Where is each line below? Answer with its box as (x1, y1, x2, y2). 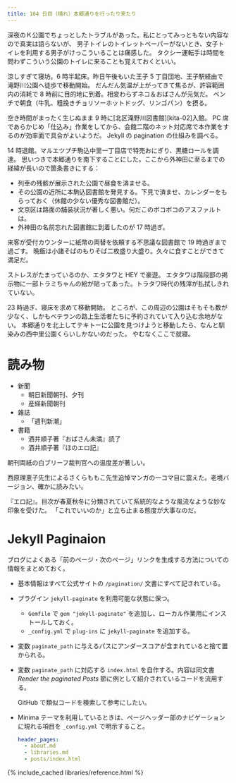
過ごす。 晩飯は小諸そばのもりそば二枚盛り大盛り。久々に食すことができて (7, 246, 225, 255)
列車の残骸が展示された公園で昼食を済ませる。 (17, 178, 154, 187)
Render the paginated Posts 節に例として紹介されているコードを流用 (17, 674, 218, 683)
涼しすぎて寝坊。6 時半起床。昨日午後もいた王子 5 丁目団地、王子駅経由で (7, 72, 224, 80)
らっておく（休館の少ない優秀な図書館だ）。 (17, 196, 144, 205)
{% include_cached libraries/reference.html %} (7, 768, 144, 777)
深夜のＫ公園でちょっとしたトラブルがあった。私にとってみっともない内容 (7, 30, 223, 39)
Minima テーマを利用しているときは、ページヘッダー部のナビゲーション (17, 713, 225, 722)
